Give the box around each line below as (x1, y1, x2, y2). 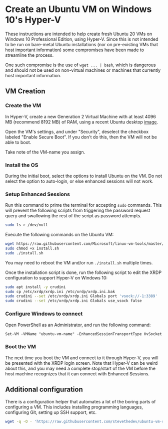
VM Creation (5, 87, 46, 96)
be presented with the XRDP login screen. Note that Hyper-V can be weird (5, 360, 158, 366)
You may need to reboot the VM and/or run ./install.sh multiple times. (5, 259, 153, 265)
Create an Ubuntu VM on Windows (5, 4, 152, 15)
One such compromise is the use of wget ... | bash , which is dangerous (5, 62, 156, 68)
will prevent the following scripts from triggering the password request (5, 207, 150, 214)
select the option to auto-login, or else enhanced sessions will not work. (5, 178, 153, 184)
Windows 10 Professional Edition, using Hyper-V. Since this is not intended (5, 36, 158, 42)
